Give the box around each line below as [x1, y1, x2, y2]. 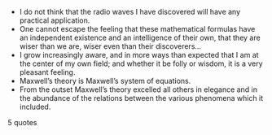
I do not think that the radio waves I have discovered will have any [19, 7, 241, 16]
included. [19, 102, 51, 111]
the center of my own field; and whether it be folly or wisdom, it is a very [19, 59, 263, 68]
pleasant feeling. [19, 67, 76, 76]
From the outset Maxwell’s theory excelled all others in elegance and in [19, 85, 258, 94]
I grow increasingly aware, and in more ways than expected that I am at [19, 50, 259, 59]
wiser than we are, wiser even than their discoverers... [19, 41, 201, 51]
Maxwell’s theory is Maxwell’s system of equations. [19, 76, 191, 85]
